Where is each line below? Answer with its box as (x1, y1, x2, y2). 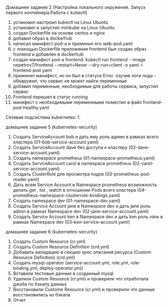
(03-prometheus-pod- (104, 171, 151, 177)
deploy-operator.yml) (39, 265, 83, 271)
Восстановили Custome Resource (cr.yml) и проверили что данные (12, 286, 155, 292)
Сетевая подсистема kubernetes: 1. (5, 114, 80, 120)
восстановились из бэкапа (12, 292, 70, 297)
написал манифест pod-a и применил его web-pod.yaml (12, 41, 133, 47)
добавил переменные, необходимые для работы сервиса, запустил (12, 83, 158, 89)
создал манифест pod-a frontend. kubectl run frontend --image (12, 57, 145, 62)
